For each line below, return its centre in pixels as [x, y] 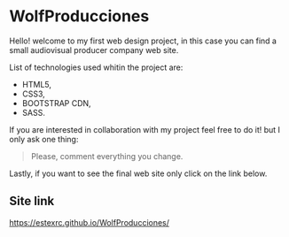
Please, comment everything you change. [107, 156]
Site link [32, 201]
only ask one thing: [44, 139]
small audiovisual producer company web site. [94, 50]
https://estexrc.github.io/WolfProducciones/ [90, 222]
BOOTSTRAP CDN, [56, 103]
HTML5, [36, 84]
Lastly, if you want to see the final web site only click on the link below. [138, 173]
